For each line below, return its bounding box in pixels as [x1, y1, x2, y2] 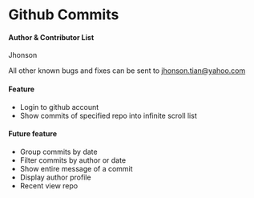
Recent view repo [19, 180, 79, 190]
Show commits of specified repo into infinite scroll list [19, 111, 198, 120]
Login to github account [19, 102, 99, 111]
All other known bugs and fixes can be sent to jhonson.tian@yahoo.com [8, 66, 246, 75]
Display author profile [19, 172, 91, 182]
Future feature [8, 129, 58, 139]
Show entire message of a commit [19, 164, 134, 173]
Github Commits [8, 6, 119, 24]
